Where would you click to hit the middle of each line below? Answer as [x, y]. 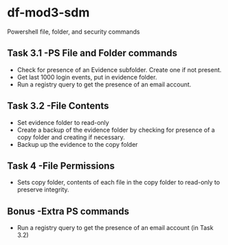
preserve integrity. [43, 189]
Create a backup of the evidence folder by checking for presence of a [116, 130]
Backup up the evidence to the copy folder [78, 144]
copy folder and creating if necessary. [71, 137]
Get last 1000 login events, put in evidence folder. [87, 77]
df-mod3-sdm [48, 13]
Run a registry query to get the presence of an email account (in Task [115, 228]
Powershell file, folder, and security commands [73, 32]
